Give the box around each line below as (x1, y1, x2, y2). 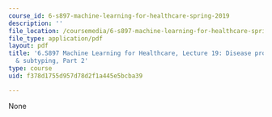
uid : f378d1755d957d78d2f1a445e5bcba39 (8, 72, 143, 80)
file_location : (8, 27, 60, 35)
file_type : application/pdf (8, 34, 104, 43)
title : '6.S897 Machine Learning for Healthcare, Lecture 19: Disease (8, 49, 252, 57)
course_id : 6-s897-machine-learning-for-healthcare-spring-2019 (8, 11, 230, 20)
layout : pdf (8, 42, 49, 50)
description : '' (8, 19, 63, 27)
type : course (8, 65, 53, 73)
